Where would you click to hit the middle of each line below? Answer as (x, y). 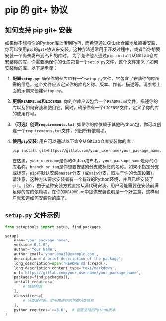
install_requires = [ (34, 282)
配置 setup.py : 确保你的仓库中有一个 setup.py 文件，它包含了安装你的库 (84, 78)
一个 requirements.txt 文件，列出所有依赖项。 (63, 130)
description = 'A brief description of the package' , (69, 259)
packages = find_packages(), (42, 277)
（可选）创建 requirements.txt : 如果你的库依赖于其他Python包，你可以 (84, 124)
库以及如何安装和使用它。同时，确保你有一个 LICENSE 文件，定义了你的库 (85, 108)
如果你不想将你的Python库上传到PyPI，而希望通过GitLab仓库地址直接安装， (83, 43)
